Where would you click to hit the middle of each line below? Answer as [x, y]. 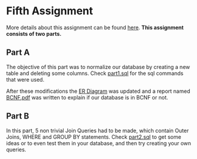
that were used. [25, 79]
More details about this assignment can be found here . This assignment [95, 27]
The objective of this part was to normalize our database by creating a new [98, 67]
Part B [18, 116]
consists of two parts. [34, 33]
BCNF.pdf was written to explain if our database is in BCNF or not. [87, 97]
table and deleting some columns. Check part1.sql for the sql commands [95, 73]
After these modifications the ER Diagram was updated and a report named [98, 91]
